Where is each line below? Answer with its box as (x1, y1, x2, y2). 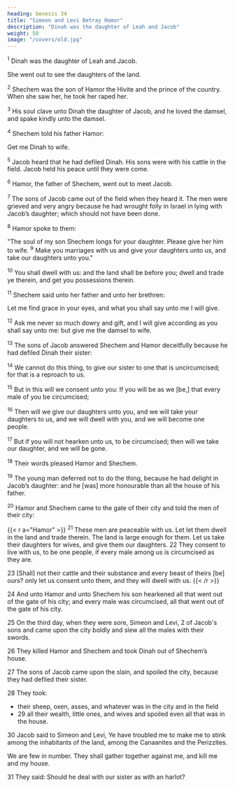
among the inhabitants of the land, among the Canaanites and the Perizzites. (7, 738, 228, 746)
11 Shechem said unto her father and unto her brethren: (7, 289, 166, 299)
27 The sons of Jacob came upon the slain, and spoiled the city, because (7, 668, 218, 676)
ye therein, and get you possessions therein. (7, 276, 135, 284)
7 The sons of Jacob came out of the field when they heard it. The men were (7, 193, 228, 203)
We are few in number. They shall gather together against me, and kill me (7, 752, 218, 760)
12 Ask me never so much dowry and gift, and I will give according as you (7, 318, 218, 327)
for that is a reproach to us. (7, 370, 86, 379)
